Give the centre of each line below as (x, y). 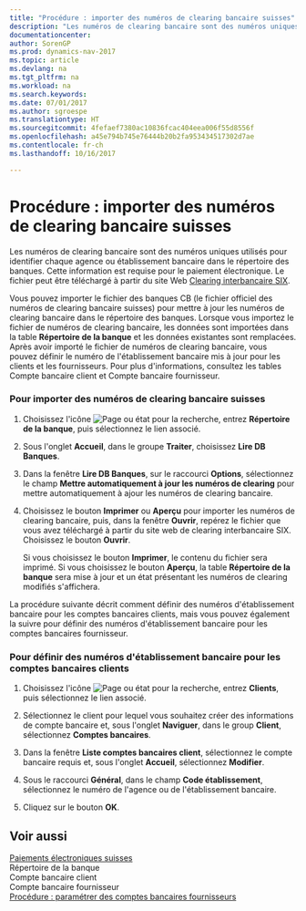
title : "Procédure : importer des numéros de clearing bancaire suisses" (153, 18)
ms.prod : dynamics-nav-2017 (63, 52)
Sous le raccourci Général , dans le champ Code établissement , (143, 780)
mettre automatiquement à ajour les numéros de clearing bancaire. (148, 492)
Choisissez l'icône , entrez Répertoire (156, 419)
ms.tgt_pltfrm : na (44, 78)
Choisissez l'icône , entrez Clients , (151, 688)
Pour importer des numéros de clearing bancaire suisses (138, 399)
